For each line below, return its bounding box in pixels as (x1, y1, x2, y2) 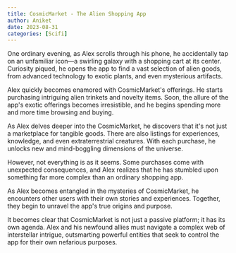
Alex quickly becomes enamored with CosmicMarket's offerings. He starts (7, 86, 223, 94)
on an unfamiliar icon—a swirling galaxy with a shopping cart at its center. (7, 57, 222, 66)
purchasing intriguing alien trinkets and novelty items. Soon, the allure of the (7, 93, 229, 102)
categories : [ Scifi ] (7, 30, 68, 37)
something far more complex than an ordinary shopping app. (7, 173, 184, 182)
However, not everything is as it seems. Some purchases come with (7, 158, 204, 167)
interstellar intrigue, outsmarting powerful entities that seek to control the (7, 230, 220, 239)
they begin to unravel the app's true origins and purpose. (7, 202, 173, 211)
